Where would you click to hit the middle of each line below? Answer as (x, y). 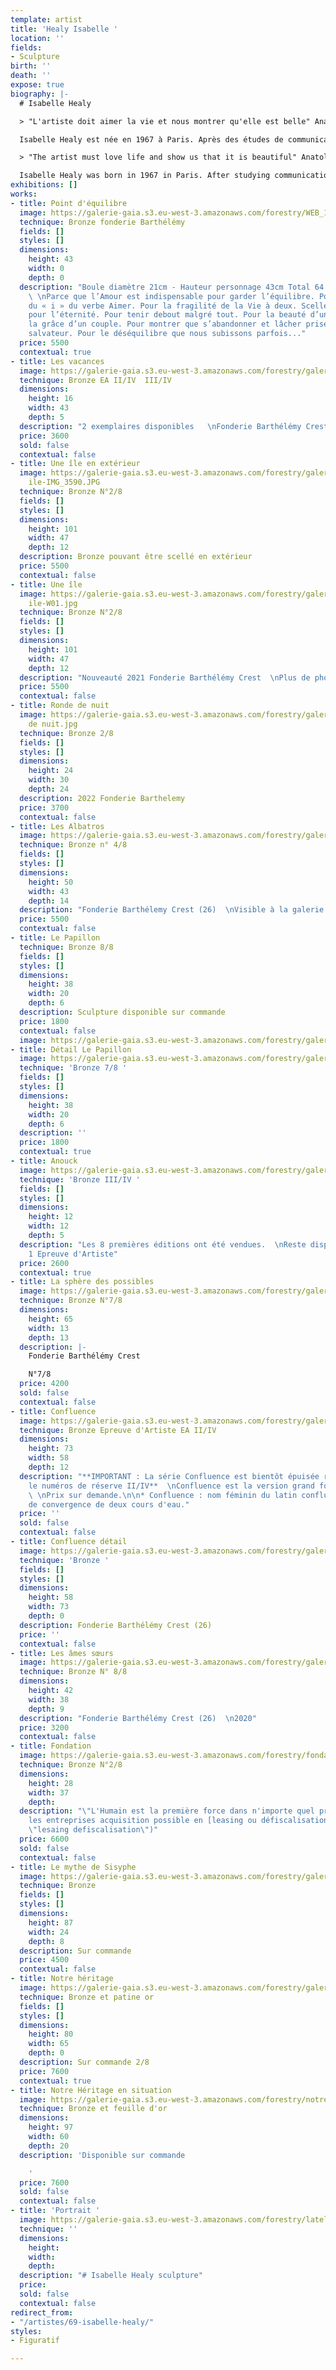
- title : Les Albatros (57, 826)
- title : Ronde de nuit (60, 706)
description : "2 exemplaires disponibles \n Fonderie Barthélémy (160, 426)
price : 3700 (44, 807)
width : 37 (49, 1792)
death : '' (31, 76)
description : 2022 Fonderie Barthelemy (102, 798)
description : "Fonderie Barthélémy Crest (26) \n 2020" (138, 1718)
